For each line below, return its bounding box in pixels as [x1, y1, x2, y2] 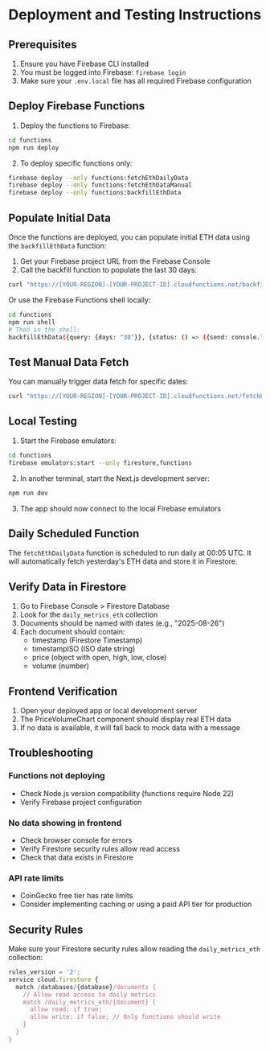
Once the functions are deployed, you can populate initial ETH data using [8, 232, 251, 242]
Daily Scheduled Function [8, 527, 140, 540]
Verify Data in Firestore [8, 580, 127, 593]
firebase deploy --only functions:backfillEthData [8, 189, 182, 197]
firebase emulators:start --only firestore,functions [8, 458, 193, 467]
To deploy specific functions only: [19, 158, 133, 168]
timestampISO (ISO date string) [31, 644, 136, 654]
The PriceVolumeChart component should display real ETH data [19, 714, 231, 724]
